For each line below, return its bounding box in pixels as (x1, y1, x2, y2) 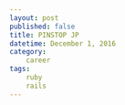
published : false (9, 22, 76, 31)
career (26, 56, 51, 65)
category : (9, 47, 47, 57)
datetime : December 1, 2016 (9, 38, 117, 48)
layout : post (9, 13, 59, 23)
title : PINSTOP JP (9, 30, 79, 39)
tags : (9, 65, 30, 74)
